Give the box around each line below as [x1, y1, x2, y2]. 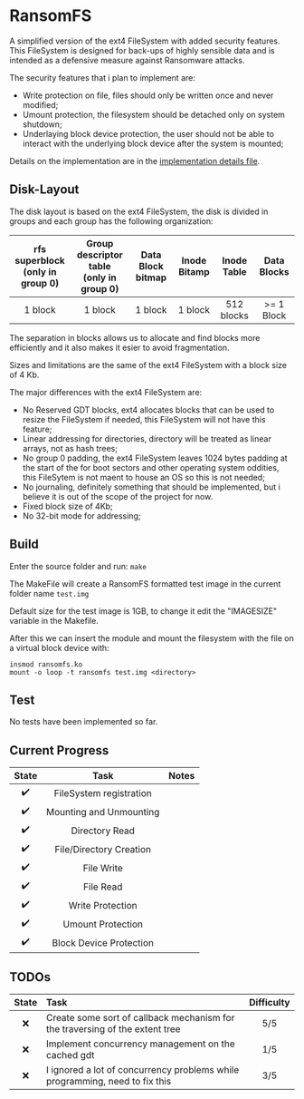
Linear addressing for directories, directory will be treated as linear [22, 433, 271, 444]
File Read [82, 880, 123, 893]
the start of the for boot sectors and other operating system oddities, [22, 462, 280, 472]
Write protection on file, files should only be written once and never [22, 90, 274, 101]
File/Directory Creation [54, 842, 152, 855]
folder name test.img [9, 588, 90, 598]
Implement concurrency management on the [45, 1037, 235, 1050]
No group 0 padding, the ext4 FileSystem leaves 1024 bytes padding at [22, 452, 288, 463]
